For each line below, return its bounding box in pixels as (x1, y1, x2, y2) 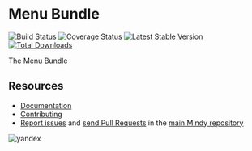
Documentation (19, 100, 72, 110)
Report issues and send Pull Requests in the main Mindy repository (19, 118, 244, 128)
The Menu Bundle (8, 56, 68, 65)
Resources (8, 79, 64, 93)
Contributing (19, 109, 62, 119)
